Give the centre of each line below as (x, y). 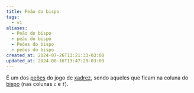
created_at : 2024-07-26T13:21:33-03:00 (55, 55)
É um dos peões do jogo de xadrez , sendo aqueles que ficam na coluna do (97, 78)
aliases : (17, 28)
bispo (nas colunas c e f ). (37, 84)
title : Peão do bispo (33, 11)
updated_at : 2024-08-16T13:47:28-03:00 (55, 61)
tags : (13, 17)
